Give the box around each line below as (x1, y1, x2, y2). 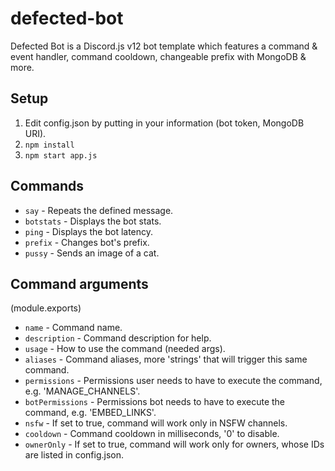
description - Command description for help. (24, 332, 212, 344)
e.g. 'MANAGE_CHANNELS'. (24, 385, 141, 397)
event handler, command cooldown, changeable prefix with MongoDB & (10, 50, 307, 62)
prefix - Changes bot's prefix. (24, 236, 150, 248)
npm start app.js (24, 150, 98, 161)
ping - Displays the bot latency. (24, 225, 154, 237)
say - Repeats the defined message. (24, 204, 174, 216)
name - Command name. (24, 322, 123, 334)
